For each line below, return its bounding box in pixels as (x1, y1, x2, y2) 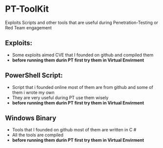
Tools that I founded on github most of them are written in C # (12, 127, 137, 133)
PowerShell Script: (5, 71, 63, 80)
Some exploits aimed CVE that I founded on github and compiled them (12, 52, 154, 58)
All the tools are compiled (12, 132, 63, 138)
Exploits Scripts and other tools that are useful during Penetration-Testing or (5, 20, 159, 25)
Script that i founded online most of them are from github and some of (12, 84, 154, 90)
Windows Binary (5, 114, 57, 122)
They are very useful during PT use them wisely (12, 94, 109, 101)
